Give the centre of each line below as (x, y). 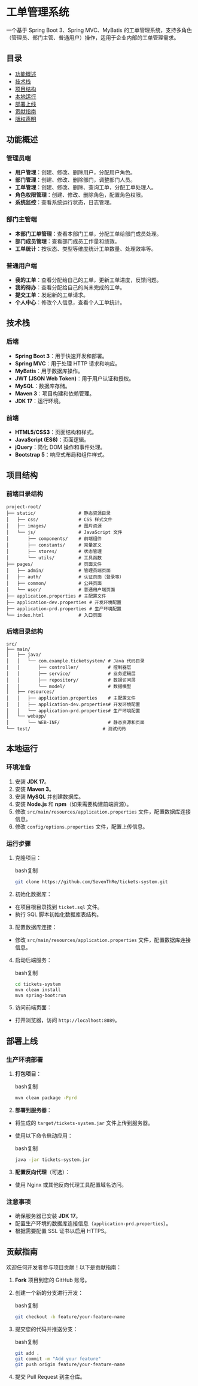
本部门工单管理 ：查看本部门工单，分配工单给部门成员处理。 (88, 233)
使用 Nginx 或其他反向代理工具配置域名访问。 (71, 1184)
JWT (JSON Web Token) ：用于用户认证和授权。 (74, 378)
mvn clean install (38, 990)
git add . (27, 1353)
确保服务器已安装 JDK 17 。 (48, 1216)
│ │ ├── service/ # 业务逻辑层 (71, 674)
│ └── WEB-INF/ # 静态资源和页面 (75, 722)
